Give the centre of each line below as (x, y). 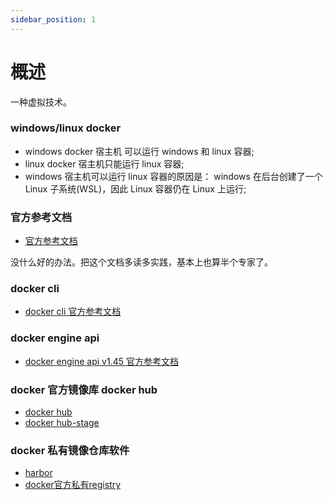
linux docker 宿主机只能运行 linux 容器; (104, 163)
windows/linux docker (66, 128)
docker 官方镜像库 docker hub (84, 389)
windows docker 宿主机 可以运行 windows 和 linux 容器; (139, 151)
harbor (38, 473)
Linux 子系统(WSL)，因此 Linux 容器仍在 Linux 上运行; (135, 188)
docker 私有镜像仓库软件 (70, 450)
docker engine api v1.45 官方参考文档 (101, 361)
